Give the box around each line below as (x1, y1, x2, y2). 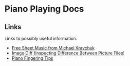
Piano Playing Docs (4, 3, 84, 15)
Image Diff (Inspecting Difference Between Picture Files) (11, 50, 125, 56)
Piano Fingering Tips (11, 55, 54, 61)
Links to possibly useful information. (4, 35, 77, 41)
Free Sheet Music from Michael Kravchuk (11, 45, 95, 50)
